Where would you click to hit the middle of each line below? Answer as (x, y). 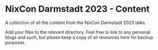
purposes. (16, 42)
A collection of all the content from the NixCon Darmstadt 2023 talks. (76, 23)
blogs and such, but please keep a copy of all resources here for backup (79, 37)
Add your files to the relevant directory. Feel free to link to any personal (78, 32)
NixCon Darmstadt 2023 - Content (78, 9)
